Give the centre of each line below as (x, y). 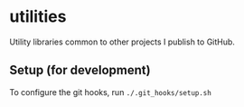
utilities (38, 17)
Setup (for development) (80, 70)
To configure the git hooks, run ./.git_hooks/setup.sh (111, 92)
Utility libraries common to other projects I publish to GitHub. (122, 42)
